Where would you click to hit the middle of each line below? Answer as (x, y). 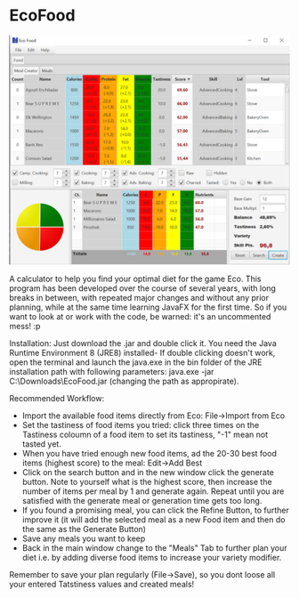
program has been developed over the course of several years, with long (142, 288)
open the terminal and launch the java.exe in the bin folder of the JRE (136, 362)
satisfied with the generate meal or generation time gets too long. (142, 501)
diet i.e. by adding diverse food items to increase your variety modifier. (152, 558)
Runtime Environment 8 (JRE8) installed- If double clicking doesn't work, (142, 353)
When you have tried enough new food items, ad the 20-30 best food (149, 454)
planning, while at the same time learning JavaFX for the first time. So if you (148, 307)
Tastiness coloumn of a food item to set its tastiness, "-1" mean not (145, 435)
